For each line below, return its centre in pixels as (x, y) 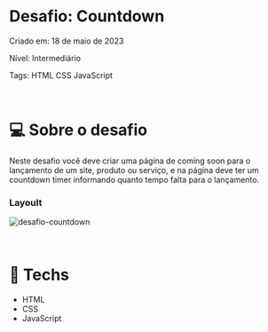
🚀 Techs (39, 275)
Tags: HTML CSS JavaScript (61, 75)
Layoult (26, 202)
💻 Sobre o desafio (79, 130)
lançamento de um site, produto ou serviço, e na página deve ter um (134, 170)
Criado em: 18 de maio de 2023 (67, 41)
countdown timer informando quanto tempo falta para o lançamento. (134, 179)
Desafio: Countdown (87, 16)
